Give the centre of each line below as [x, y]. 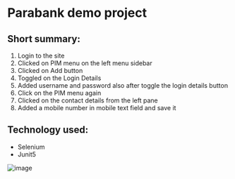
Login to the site [41, 55]
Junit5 [27, 154]
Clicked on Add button [50, 71]
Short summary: [44, 39]
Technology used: [48, 130]
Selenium [31, 147]
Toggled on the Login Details [59, 78]
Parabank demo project [77, 13]
